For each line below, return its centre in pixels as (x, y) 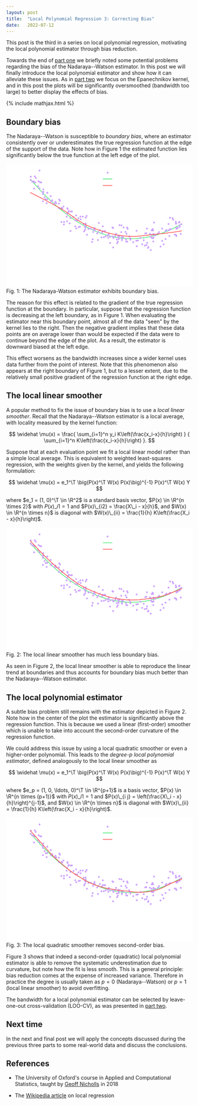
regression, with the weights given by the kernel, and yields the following (95, 464)
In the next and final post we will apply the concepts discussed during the (96, 1039)
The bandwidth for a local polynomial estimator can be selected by (87, 999)
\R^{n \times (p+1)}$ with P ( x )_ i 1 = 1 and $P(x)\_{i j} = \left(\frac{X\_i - (91, 797)
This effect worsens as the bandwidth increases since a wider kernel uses (96, 358)
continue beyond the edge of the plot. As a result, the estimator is (86, 340)
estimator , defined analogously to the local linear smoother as (82, 761)
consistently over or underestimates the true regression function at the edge (99, 143)
